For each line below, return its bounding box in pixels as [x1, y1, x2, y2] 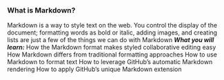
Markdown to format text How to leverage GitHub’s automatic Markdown [7, 58, 213, 66]
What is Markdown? [7, 6, 76, 15]
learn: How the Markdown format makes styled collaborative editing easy [7, 43, 216, 52]
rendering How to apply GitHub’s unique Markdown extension [7, 65, 182, 74]
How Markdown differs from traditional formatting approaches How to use [7, 50, 218, 59]
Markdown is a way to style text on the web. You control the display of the [7, 21, 218, 30]
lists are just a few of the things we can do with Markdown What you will [7, 36, 214, 44]
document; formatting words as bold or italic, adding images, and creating [7, 28, 218, 37]
